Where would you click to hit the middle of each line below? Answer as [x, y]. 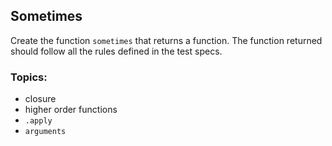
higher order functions [71, 110]
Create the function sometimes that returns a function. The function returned [166, 40]
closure [40, 99]
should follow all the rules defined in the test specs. [116, 51]
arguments [45, 132]
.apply [38, 121]
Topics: [29, 77]
